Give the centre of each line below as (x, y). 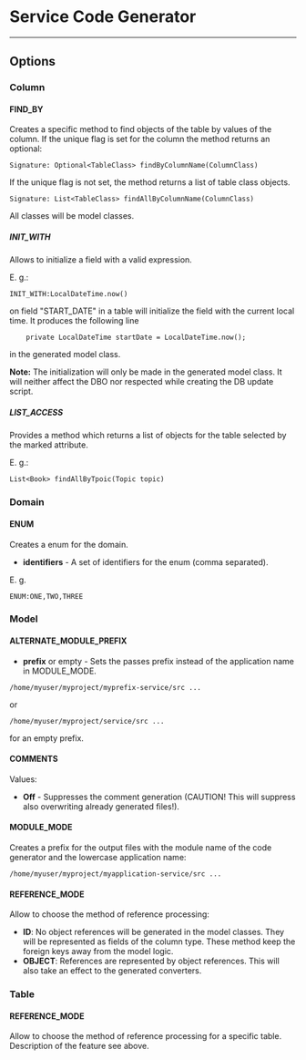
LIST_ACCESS (36, 413)
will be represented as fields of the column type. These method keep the (159, 942)
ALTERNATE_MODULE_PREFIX (68, 641)
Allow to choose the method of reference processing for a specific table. (146, 1036)
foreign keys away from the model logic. (98, 952)
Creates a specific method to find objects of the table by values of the (141, 129)
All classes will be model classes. (72, 216)
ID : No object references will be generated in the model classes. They (153, 932)
